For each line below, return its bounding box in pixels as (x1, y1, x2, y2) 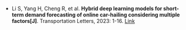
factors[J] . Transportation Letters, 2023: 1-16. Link (11, 18, 135, 24)
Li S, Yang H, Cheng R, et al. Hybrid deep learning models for (11, 5, 162, 12)
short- (163, 5, 180, 12)
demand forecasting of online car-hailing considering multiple (25, 11, 180, 18)
